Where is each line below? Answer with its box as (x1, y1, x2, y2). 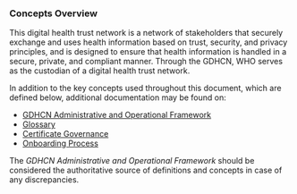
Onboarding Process (21, 138, 98, 149)
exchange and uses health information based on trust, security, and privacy (9, 37, 288, 47)
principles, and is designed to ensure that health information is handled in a (9, 46, 287, 57)
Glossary (21, 119, 56, 130)
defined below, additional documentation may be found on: (9, 92, 226, 103)
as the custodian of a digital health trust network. (9, 65, 191, 76)
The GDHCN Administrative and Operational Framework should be (9, 156, 255, 166)
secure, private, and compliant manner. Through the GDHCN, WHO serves (9, 56, 284, 67)
